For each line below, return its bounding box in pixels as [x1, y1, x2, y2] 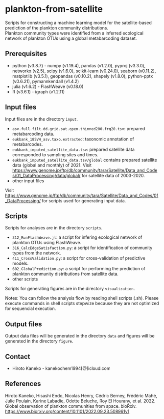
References [5, 380, 41, 388]
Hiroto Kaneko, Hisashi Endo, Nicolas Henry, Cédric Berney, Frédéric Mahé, [5, 392, 158, 398]
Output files [5, 320, 43, 328]
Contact [5, 352, 30, 361]
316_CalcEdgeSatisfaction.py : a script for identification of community [12, 245, 153, 251]
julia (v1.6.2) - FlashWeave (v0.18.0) [12, 84, 84, 89]
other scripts [12, 276, 38, 282]
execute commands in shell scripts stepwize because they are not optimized [5, 301, 159, 307]
